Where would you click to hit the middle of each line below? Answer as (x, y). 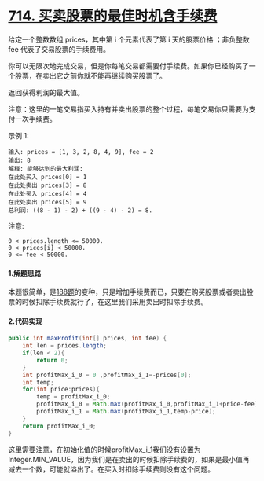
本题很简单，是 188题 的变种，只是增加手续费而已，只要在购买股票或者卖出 (128, 292)
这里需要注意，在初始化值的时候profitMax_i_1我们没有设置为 (105, 450)
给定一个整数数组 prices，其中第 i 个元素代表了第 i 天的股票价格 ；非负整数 (129, 39)
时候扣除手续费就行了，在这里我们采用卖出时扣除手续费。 (115, 302)
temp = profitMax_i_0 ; (73, 397)
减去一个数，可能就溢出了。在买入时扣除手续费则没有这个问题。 (111, 469)
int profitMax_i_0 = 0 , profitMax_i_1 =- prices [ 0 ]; (107, 375)
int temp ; (38, 382)
